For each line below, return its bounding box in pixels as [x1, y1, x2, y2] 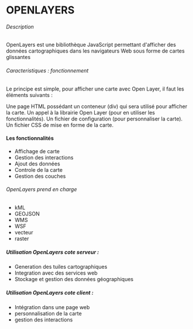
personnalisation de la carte [14, 310, 82, 317]
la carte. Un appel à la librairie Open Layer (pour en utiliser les [6, 109, 155, 116]
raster [14, 235, 29, 242]
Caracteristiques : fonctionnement [6, 67, 89, 74]
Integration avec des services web [14, 269, 98, 276]
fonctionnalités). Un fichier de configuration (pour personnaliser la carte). [6, 115, 183, 122]
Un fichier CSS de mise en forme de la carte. [6, 121, 114, 129]
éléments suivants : [6, 91, 53, 98]
